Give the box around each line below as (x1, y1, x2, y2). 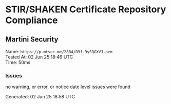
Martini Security (5, 35, 59, 44)
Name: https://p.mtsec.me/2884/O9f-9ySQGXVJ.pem (5, 49, 113, 54)
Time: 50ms (5, 59, 31, 65)
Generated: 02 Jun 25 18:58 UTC (5, 94, 75, 100)
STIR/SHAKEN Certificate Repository (5, 4, 166, 15)
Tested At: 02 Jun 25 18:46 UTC (5, 54, 73, 60)
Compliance (5, 14, 58, 26)
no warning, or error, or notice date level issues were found (5, 84, 131, 90)
